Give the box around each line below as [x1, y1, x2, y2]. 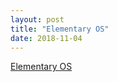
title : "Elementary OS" [10, 24, 110, 34]
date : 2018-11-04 [10, 33, 83, 43]
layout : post [10, 14, 65, 25]
